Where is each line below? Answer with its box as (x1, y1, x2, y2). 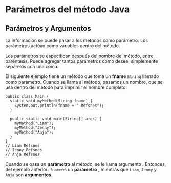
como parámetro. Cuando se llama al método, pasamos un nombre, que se (5, 79, 163, 85)
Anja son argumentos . (5, 172, 53, 178)
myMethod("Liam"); (14, 121, 54, 126)
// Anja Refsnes (5, 152, 40, 157)
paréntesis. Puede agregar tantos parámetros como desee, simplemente (5, 58, 158, 64)
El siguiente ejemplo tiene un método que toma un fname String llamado (5, 73, 159, 80)
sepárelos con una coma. (5, 64, 59, 69)
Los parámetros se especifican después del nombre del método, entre (5, 53, 154, 59)
